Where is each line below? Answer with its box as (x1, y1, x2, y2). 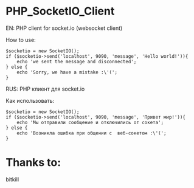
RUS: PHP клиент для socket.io (5, 85, 85, 92)
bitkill (5, 175, 19, 183)
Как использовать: (5, 97, 55, 104)
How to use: (5, 36, 36, 43)
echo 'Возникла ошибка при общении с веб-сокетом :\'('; (16, 130, 167, 136)
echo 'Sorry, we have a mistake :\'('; (16, 69, 118, 75)
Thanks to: (5, 156, 61, 170)
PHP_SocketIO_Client (5, 4, 115, 18)
